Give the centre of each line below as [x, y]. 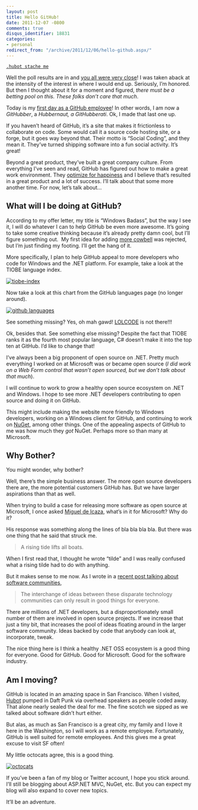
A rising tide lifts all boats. [52, 547]
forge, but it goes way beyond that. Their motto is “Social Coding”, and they [98, 138]
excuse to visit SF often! [35, 744]
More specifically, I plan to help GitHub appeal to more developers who [92, 257]
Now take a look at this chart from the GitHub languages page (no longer [95, 292]
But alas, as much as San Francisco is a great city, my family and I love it [94, 725]
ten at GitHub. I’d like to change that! [51, 346]
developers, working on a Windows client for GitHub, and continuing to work [99, 418]
